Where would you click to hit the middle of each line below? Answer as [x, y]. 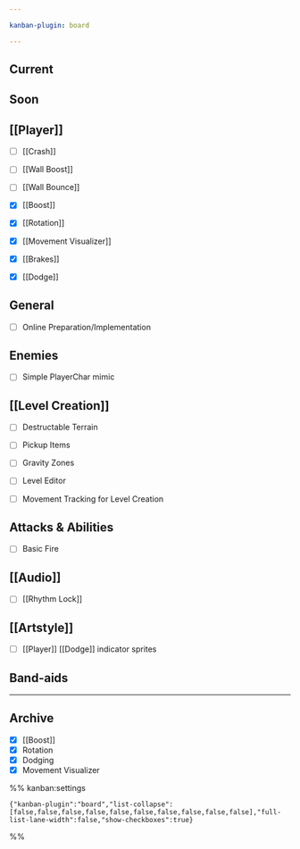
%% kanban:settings [48, 788]
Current [31, 69]
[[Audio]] [35, 577]
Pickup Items [46, 445]
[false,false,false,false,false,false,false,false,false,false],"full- [145, 812]
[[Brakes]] [41, 259]
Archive [32, 718]
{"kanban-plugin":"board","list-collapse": [92, 804]
